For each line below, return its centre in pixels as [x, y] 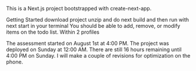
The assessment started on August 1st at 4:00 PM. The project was [88, 43]
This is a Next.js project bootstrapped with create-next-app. [79, 8]
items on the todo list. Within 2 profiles [53, 32]
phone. [15, 62]
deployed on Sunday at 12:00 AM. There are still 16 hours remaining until [94, 49]
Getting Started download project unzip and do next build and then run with [98, 19]
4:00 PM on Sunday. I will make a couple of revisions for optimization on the [98, 56]
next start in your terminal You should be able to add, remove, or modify [93, 26]
